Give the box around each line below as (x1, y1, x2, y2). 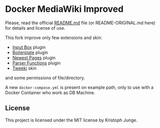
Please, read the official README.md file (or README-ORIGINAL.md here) (5, 20, 156, 26)
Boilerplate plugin (12, 49, 48, 55)
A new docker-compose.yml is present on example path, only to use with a (5, 84, 154, 90)
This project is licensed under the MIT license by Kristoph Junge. (5, 117, 138, 123)
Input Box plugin (12, 44, 46, 50)
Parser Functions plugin (12, 60, 61, 66)
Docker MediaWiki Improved (5, 3, 124, 15)
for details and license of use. (5, 25, 66, 31)
